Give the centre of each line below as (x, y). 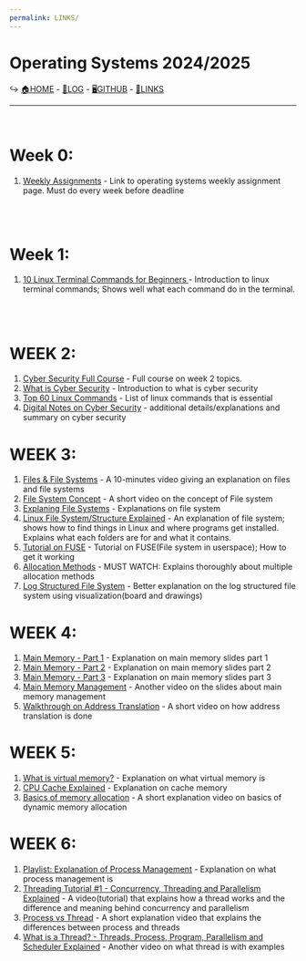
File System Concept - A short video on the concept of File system (148, 499)
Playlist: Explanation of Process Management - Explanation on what (149, 869)
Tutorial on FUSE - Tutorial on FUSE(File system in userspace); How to (154, 547)
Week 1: (40, 254)
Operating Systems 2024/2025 (130, 62)
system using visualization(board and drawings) (112, 596)
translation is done (57, 716)
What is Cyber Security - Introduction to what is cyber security (140, 388)
